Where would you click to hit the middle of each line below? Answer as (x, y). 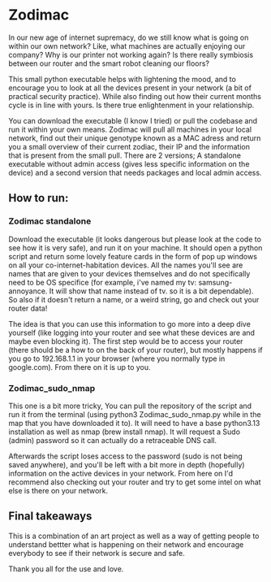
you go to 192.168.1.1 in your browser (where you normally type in (117, 358)
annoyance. (28, 291)
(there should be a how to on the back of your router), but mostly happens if (135, 350)
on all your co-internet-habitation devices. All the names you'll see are (126, 265)
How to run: (39, 198)
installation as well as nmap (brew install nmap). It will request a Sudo (125, 432)
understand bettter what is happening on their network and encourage (126, 544)
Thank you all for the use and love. (66, 569)
